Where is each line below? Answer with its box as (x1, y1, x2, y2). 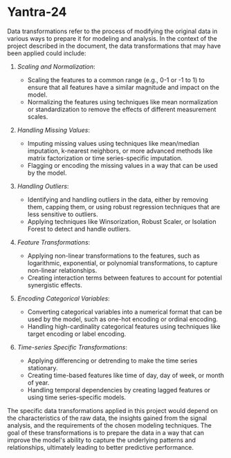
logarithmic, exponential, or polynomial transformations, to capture (27, 258, 218, 267)
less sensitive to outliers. (27, 210, 98, 218)
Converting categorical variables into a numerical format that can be (27, 307, 223, 316)
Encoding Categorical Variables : (17, 294, 111, 303)
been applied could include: (7, 49, 86, 57)
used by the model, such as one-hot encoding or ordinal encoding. (27, 315, 219, 323)
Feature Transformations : (17, 238, 91, 246)
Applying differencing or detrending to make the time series (27, 356, 198, 365)
